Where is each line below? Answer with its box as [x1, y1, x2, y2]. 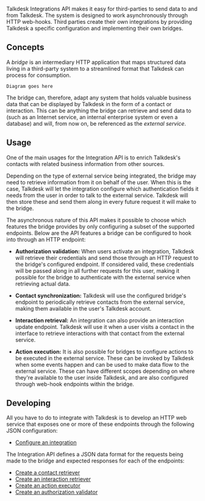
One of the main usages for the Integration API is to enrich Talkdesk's [6, 154, 181, 161]
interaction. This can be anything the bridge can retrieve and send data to [6, 107, 192, 114]
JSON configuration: [6, 427, 58, 434]
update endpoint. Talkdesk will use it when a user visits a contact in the [15, 323, 195, 330]
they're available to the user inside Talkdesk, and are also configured [15, 373, 189, 381]
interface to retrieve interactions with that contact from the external [15, 330, 185, 337]
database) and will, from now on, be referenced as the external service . [6, 120, 186, 127]
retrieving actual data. [15, 280, 71, 287]
